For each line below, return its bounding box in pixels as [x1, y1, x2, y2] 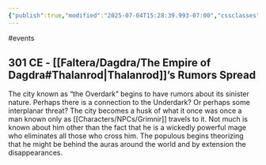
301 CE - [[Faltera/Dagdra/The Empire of [8, 56, 211, 69]
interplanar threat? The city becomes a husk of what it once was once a [8, 106, 242, 115]
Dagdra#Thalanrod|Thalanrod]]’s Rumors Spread [8, 69, 256, 82]
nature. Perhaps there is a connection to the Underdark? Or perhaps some [8, 98, 251, 107]
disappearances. [8, 148, 63, 158]
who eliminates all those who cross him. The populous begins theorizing [8, 131, 244, 141]
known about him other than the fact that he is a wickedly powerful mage [8, 123, 247, 133]
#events [8, 33, 35, 43]
